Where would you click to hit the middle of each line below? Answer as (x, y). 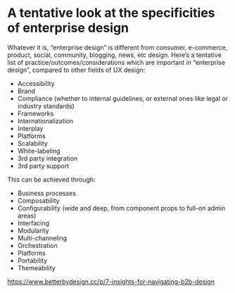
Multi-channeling (42, 238)
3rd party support (43, 166)
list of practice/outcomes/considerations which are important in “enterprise (116, 62)
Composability (38, 200)
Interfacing (33, 223)
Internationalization (45, 120)
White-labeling (39, 151)
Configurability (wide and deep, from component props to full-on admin (121, 208)
